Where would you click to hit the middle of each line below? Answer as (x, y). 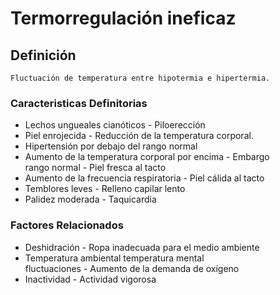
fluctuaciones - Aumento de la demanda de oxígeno (132, 268)
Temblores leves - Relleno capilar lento (105, 189)
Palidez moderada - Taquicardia (90, 199)
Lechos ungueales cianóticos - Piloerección (115, 125)
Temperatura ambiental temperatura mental (114, 258)
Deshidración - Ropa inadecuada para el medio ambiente (142, 247)
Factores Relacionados (67, 225)
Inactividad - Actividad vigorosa (90, 279)
